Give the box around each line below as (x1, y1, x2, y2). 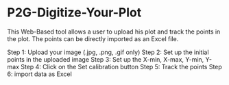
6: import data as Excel (7, 70, 72, 78)
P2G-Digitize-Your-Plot (7, 5, 142, 21)
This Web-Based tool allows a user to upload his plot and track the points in (7, 27, 221, 36)
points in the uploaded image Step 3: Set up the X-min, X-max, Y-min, (7, 55, 204, 63)
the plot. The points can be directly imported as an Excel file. (7, 34, 179, 42)
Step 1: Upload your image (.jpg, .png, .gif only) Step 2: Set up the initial (7, 48, 209, 56)
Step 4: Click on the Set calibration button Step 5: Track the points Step (20, 62, 223, 71)
